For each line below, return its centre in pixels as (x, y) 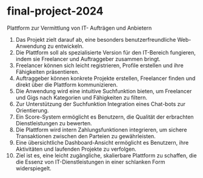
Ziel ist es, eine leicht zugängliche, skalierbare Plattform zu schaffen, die (106, 155)
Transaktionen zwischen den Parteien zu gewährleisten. (86, 136)
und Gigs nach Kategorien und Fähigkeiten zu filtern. (82, 97)
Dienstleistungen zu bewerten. (54, 123)
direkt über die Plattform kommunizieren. (67, 84)
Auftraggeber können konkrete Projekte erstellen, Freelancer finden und (105, 78)
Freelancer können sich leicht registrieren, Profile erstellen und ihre (99, 65)
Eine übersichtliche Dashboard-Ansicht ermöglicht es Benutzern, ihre (102, 142)
